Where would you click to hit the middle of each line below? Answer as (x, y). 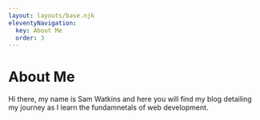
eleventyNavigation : (43, 23)
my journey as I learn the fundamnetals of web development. (108, 107)
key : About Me (39, 30)
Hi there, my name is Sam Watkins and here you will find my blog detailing (130, 99)
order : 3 (30, 38)
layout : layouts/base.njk (51, 15)
